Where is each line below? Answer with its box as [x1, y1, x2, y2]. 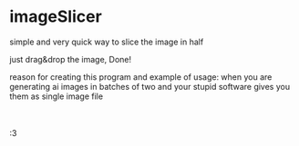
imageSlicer [9, 6, 102, 27]
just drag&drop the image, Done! [9, 54, 132, 64]
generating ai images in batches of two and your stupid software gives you [9, 81, 290, 92]
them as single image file [9, 91, 103, 102]
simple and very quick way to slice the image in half [9, 36, 204, 47]
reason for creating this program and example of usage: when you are [9, 71, 273, 83]
